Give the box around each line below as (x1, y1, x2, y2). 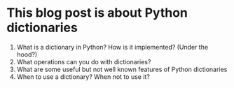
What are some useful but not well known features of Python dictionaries (16, 65, 228, 73)
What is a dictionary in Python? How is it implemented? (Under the (16, 43, 208, 51)
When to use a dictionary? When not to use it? (16, 72, 150, 81)
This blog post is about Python (6, 5, 188, 21)
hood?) (16, 50, 38, 59)
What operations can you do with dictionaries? (16, 57, 151, 66)
